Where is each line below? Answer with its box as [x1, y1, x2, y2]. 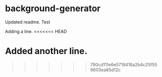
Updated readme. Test [5, 19, 50, 25]
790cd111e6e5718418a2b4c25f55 [90, 61, 158, 67]
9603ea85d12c [90, 67, 121, 73]
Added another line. [5, 46, 88, 57]
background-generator [5, 3, 101, 14]
